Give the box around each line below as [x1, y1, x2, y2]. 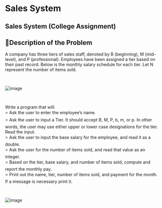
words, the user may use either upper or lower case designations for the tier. [5, 124, 158, 130]
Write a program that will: [5, 104, 56, 110]
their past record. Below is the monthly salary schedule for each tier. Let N [5, 61, 154, 68]
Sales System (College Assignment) [5, 22, 116, 30]
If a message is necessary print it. [5, 178, 73, 184]
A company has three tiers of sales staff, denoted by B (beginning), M [5, 51, 144, 57]
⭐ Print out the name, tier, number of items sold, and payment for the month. [5, 172, 158, 178]
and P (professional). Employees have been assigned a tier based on [18, 57, 155, 62]
